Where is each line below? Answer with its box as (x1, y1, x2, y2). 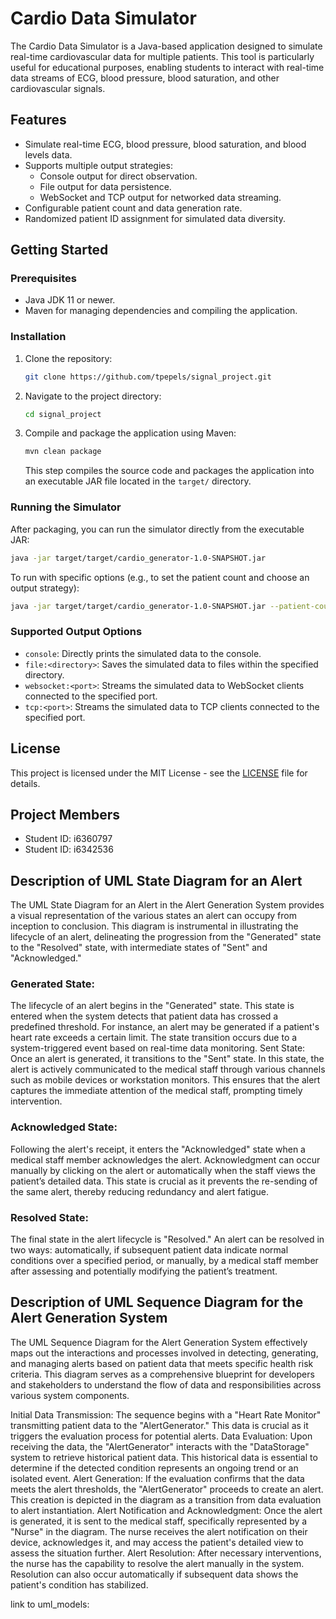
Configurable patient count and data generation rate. (24, 202, 243, 214)
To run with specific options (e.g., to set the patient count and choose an (10, 571, 310, 583)
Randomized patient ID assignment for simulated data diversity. (24, 212, 286, 224)
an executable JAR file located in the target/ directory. (24, 475, 252, 487)
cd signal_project (24, 409, 102, 419)
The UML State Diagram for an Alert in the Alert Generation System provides (10, 899, 325, 911)
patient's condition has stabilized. (10, 1578, 149, 1591)
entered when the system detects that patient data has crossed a (10, 1010, 279, 1022)
